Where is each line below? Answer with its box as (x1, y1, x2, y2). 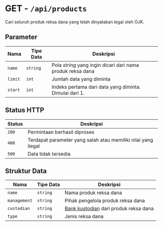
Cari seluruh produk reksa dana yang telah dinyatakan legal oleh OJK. (5, 19, 145, 25)
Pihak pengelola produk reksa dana (65, 197, 146, 204)
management (7, 198, 33, 204)
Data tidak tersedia (27, 150, 71, 157)
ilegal (27, 143, 40, 149)
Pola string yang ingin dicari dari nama (51, 62, 139, 68)
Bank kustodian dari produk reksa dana (65, 205, 154, 212)
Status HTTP (5, 106, 45, 114)
